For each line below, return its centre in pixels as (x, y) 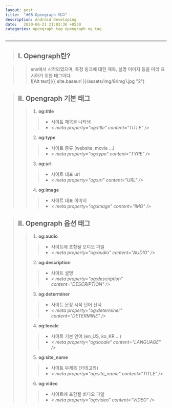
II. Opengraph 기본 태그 (54, 98)
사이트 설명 (62, 273)
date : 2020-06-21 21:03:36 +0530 (43, 24)
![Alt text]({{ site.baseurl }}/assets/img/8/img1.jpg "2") (88, 81)
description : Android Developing (41, 19)
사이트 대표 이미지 (69, 200)
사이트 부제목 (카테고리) (75, 368)
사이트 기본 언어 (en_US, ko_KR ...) (86, 336)
